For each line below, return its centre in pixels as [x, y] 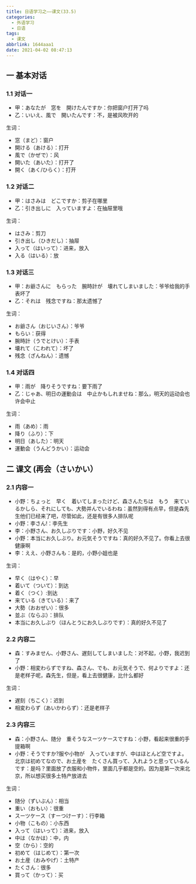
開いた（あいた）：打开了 [44, 163]
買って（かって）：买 [39, 875]
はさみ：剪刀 [30, 233]
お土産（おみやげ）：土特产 [47, 860]
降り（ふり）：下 [34, 434]
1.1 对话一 [19, 94]
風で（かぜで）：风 [37, 155]
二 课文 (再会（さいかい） [52, 469]
